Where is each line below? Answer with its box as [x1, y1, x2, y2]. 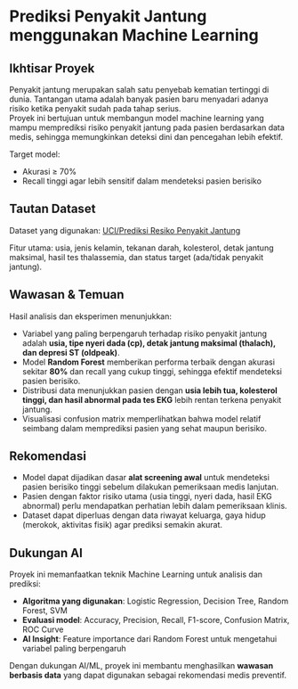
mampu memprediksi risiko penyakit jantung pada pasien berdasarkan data [9, 122, 285, 133]
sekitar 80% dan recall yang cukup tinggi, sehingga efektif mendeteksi [21, 365, 283, 376]
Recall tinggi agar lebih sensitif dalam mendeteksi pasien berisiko [21, 176, 262, 186]
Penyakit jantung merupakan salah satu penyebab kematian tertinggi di [9, 85, 270, 94]
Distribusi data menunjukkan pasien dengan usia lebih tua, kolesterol [21, 385, 278, 396]
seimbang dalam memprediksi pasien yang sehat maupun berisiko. [21, 422, 268, 433]
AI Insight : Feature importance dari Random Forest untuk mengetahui [21, 634, 278, 644]
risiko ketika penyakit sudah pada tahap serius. [9, 103, 181, 113]
